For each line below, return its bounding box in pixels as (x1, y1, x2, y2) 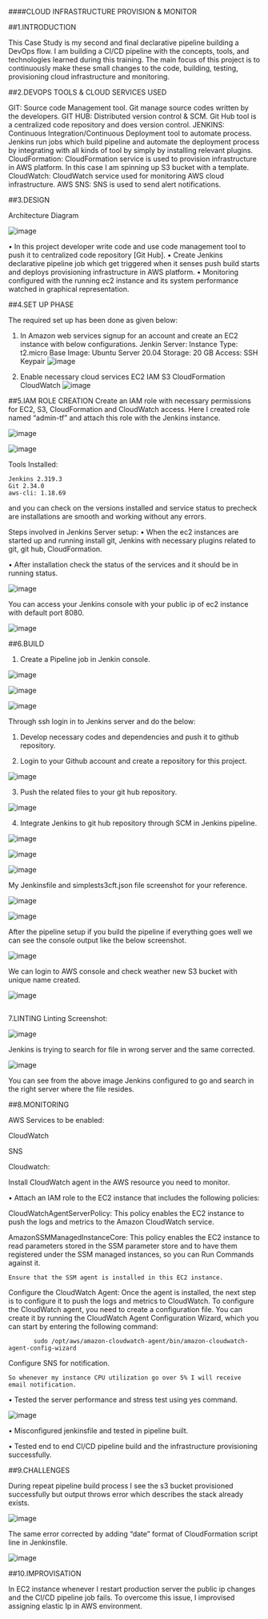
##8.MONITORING (8, 1100, 70, 1109)
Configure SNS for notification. (8, 1359, 110, 1368)
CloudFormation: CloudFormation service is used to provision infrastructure (8, 154, 258, 164)
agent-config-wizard (8, 1344, 78, 1353)
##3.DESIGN (8, 196, 50, 204)
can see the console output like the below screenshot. (8, 935, 186, 945)
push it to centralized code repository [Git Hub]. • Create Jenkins (8, 250, 223, 260)
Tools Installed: (8, 460, 58, 469)
